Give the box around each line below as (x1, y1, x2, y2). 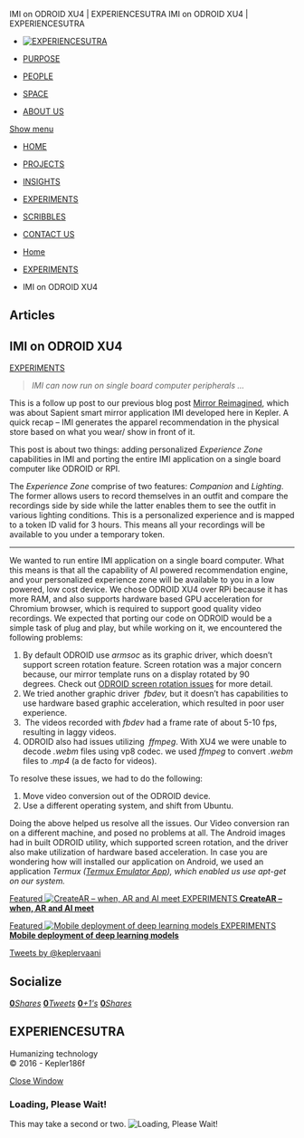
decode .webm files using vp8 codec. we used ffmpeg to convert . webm (22, 746, 294, 757)
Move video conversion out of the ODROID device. (22, 791, 211, 802)
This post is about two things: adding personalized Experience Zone (9, 444, 263, 455)
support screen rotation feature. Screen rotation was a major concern (22, 660, 282, 670)
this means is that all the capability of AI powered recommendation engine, (9, 564, 289, 575)
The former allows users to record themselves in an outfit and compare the (9, 490, 289, 502)
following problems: (9, 632, 83, 643)
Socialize (9, 974, 62, 989)
